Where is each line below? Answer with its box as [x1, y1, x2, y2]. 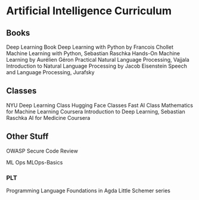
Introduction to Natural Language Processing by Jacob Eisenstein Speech [6, 62, 188, 69]
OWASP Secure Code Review [6, 147, 79, 154]
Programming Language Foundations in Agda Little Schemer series [6, 187, 171, 194]
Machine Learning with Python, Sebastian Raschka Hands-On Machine [6, 50, 181, 57]
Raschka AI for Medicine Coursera [6, 114, 91, 121]
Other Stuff [6, 132, 49, 142]
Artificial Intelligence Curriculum [6, 4, 172, 18]
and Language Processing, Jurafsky [6, 69, 95, 75]
